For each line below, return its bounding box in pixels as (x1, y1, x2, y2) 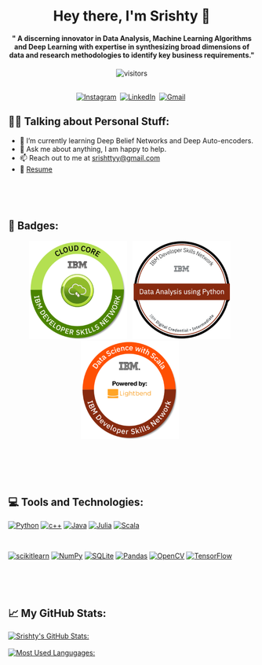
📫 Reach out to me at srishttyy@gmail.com (19, 153, 161, 162)
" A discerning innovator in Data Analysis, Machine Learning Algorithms (11, 33, 253, 42)
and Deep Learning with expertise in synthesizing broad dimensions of (14, 42, 249, 51)
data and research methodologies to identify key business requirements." (9, 50, 255, 60)
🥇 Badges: (8, 220, 59, 233)
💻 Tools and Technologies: (8, 496, 144, 509)
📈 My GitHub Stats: (8, 606, 107, 620)
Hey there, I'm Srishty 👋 (53, 7, 211, 25)
